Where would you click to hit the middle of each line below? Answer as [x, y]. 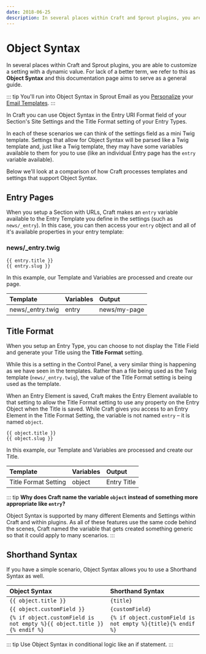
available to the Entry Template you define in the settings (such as [90, 219]
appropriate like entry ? [36, 504]
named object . [25, 422]
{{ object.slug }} [30, 439]
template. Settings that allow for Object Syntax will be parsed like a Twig [97, 140]
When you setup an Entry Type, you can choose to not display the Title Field [103, 346]
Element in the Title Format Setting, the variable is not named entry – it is [98, 416]
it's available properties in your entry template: [65, 232]
